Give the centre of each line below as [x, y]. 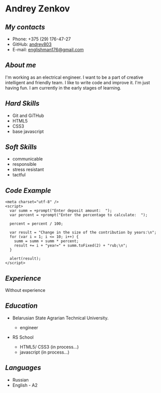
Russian [20, 380]
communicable [28, 159]
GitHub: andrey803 [32, 44]
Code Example [28, 191]
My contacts [25, 27]
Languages [23, 368]
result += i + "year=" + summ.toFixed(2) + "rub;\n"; [71, 246]
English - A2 [25, 385]
